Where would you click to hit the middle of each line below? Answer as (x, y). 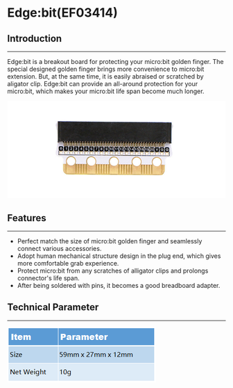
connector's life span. (48, 278)
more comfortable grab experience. (68, 264)
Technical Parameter (53, 307)
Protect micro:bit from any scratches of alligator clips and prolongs (113, 271)
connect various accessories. (59, 249)
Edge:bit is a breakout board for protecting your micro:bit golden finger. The (115, 62)
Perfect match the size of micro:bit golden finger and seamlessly (110, 241)
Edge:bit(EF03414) (62, 13)
